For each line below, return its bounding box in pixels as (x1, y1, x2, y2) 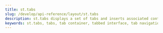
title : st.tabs (5, 7, 36, 12)
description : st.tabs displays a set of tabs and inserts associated (5, 16, 149, 21)
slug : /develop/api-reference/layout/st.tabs (5, 12, 98, 16)
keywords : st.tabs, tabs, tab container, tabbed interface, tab (5, 20, 138, 26)
